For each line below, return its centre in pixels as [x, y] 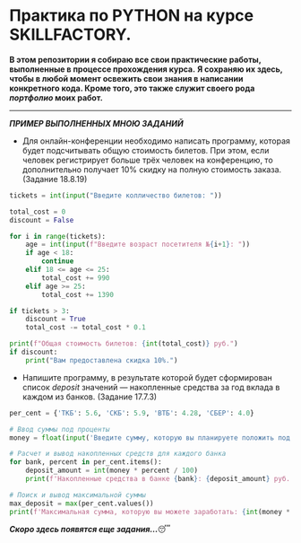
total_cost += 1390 [78, 294]
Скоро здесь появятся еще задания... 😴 [90, 529]
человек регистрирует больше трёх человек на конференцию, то [147, 160]
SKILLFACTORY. [70, 35]
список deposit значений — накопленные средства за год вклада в [151, 387]
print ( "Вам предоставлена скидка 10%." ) [102, 360]
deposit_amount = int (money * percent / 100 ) [112, 471]
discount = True [56, 320]
